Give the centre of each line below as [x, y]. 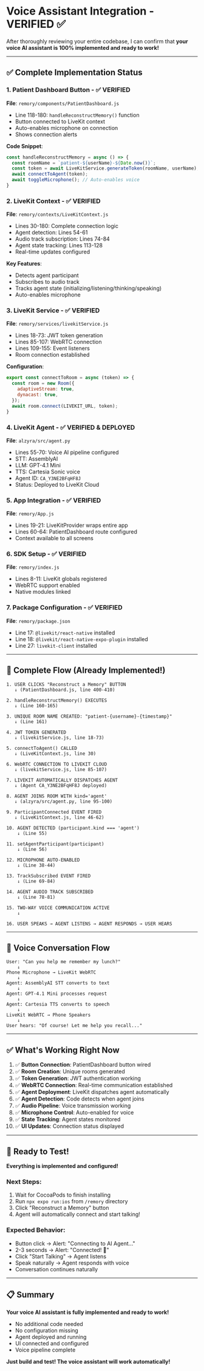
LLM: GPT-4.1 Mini [38, 465]
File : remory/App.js [30, 514]
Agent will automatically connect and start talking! [78, 1214]
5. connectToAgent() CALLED [42, 748]
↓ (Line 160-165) [36, 706]
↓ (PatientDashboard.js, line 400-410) [65, 690]
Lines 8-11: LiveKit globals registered [61, 579]
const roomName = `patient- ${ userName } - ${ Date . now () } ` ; [84, 163]
